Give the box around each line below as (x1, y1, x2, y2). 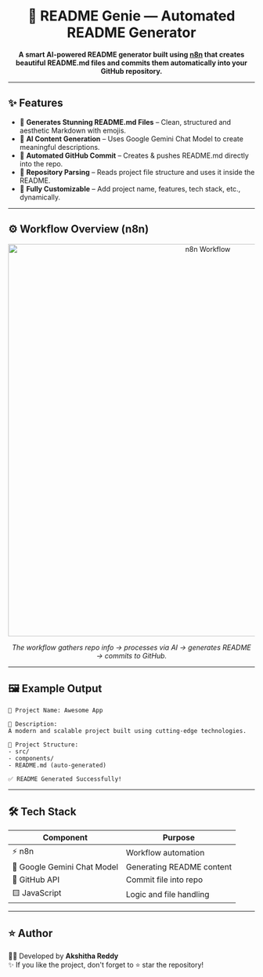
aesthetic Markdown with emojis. (19, 126, 127, 135)
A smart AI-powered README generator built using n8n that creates (18, 49, 245, 59)
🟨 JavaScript (12, 888, 62, 899)
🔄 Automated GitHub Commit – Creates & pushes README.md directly (19, 151, 249, 160)
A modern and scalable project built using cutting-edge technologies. (8, 727, 247, 735)
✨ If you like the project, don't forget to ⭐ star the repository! (8, 961, 204, 969)
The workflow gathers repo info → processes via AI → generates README (11, 643, 252, 652)
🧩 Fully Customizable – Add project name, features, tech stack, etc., (19, 184, 241, 193)
